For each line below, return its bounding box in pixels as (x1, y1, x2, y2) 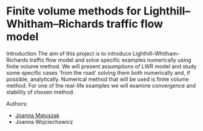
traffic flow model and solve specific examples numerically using (29, 56, 192, 63)
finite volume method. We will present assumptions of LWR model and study (6, 62, 197, 70)
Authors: (6, 100, 28, 107)
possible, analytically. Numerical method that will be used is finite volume (6, 75, 189, 83)
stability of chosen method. (6, 88, 75, 95)
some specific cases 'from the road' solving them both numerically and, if (6, 69, 191, 76)
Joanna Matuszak (15, 112, 60, 119)
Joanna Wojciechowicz (15, 118, 73, 125)
